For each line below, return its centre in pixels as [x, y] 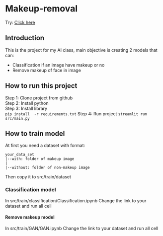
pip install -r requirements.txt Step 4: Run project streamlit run [76, 114]
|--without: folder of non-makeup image [48, 168]
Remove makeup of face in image [46, 70]
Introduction [25, 38]
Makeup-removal [41, 9]
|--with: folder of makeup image [40, 159]
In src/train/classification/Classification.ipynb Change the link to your [76, 200]
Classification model [31, 190]
